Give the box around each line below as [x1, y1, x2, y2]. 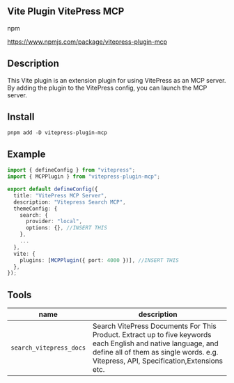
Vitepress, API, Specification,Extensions [92, 356, 223, 366]
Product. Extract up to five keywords [92, 330, 212, 340]
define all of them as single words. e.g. [92, 348, 219, 357]
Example [7, 148, 46, 160]
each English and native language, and [92, 339, 219, 348]
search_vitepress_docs [10, 344, 86, 352]
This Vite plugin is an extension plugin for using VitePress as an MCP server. [7, 76, 226, 84]
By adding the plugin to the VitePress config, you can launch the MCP [7, 83, 208, 92]
